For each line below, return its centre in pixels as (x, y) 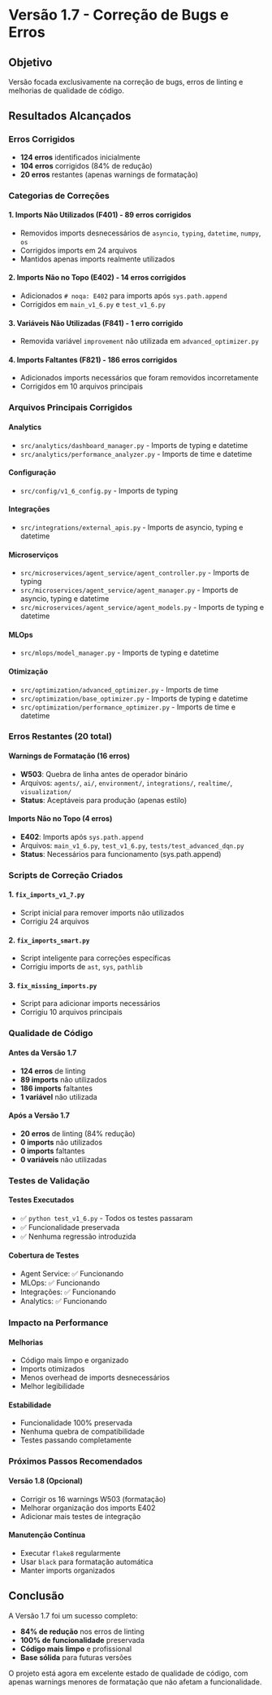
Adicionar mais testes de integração (80, 1516)
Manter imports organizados (67, 1570)
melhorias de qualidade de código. (66, 90)
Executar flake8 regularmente (70, 1552)
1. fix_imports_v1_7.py (47, 894)
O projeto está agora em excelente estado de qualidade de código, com (128, 1673)
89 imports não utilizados (63, 1079)
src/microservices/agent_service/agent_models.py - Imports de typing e (142, 608)
